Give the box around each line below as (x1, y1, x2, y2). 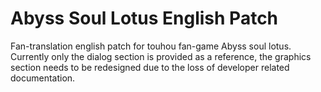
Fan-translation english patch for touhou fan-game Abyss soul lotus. (10, 40, 292, 52)
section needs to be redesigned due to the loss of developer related (10, 61, 290, 73)
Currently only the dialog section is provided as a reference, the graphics (10, 50, 312, 62)
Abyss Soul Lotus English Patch (10, 7, 279, 30)
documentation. (10, 72, 76, 84)
